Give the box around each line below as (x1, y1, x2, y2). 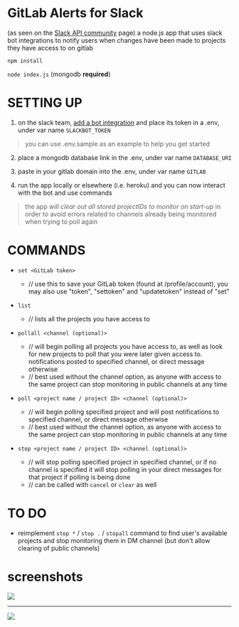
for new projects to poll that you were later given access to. (28, 350, 203, 358)
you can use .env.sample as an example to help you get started (24, 139, 211, 148)
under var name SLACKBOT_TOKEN (17, 126, 111, 134)
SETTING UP (7, 95, 83, 111)
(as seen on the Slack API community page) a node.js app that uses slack (7, 28, 223, 37)
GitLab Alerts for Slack (7, 5, 144, 21)
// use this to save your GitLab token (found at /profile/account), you (28, 279, 228, 288)
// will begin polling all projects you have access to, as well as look (28, 342, 223, 350)
